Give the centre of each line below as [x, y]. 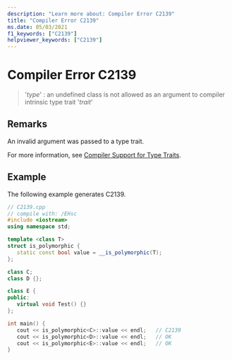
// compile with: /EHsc [42, 214]
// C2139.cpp [26, 207]
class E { [22, 291]
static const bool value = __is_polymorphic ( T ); [89, 252]
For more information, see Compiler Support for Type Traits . [94, 155]
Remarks [28, 124]
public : [19, 298]
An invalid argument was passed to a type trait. [76, 141]
